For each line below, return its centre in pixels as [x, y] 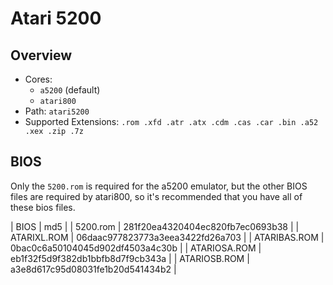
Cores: [38, 79]
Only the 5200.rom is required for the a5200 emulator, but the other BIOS [159, 186]
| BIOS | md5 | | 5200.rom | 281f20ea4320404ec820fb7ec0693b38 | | [155, 226]
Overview [41, 55]
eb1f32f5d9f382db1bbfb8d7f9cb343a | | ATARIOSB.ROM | [130, 258]
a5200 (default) [70, 90]
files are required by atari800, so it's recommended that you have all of [156, 196]
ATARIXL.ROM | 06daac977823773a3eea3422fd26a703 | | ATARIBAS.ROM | [167, 237]
